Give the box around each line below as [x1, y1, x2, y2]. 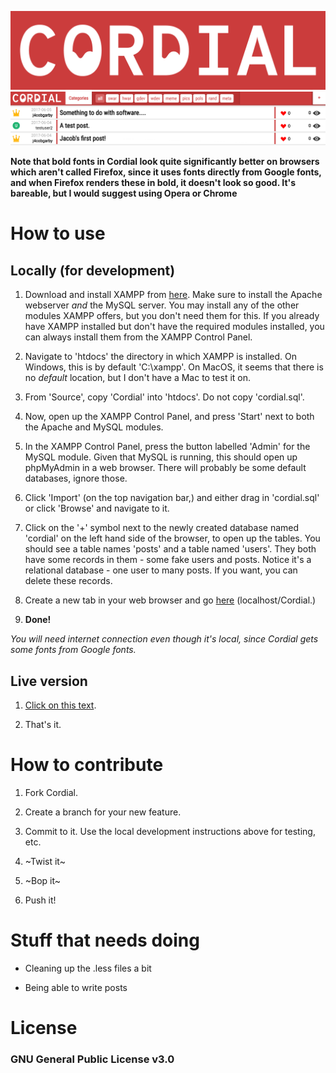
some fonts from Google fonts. [10, 644, 137, 656]
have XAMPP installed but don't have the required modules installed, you [24, 321, 325, 333]
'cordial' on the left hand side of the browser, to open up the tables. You [24, 532, 321, 545]
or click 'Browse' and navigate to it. [24, 502, 170, 515]
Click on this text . [24, 699, 97, 711]
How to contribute [10, 754, 164, 776]
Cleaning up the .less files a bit [24, 962, 152, 974]
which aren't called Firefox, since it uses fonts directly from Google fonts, [10, 166, 322, 178]
